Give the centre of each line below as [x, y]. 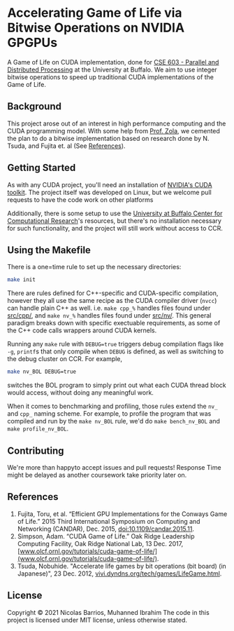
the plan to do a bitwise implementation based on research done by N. [108, 138]
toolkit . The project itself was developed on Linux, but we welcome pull [109, 192]
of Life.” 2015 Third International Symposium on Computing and [109, 521]
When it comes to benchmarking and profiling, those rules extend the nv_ [112, 406]
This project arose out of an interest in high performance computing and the [117, 123]
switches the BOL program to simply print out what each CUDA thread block [117, 385]
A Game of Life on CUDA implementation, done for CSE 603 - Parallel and [113, 62]
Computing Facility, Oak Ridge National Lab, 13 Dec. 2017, [100, 543]
